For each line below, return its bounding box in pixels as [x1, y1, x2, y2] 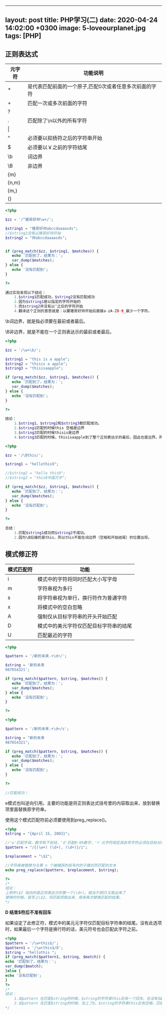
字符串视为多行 [37, 585, 73, 592]
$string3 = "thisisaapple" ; [5, 366, 64, 371]
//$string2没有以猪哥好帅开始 [5, 230, 61, 235]
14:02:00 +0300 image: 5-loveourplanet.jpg [5, 24, 146, 32]
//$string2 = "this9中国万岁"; [5, 475, 67, 480]
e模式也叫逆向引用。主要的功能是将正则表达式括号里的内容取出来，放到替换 [5, 800, 161, 806]
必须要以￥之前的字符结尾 [27, 144, 87, 151]
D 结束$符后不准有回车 [5, 909, 52, 915]
